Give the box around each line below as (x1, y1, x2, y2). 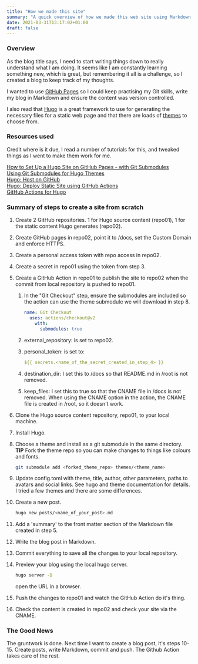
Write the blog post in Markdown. (15, 538, 96, 545)
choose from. (6, 118, 39, 125)
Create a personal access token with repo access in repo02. (15, 252, 161, 259)
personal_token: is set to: (24, 348, 85, 355)
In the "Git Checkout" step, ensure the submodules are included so (24, 292, 186, 299)
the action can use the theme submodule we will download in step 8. (24, 298, 190, 305)
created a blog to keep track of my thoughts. (6, 76, 115, 83)
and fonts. (15, 453, 40, 460)
